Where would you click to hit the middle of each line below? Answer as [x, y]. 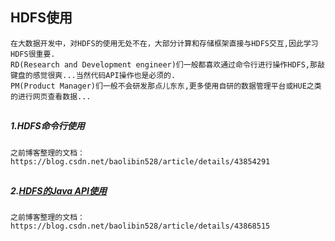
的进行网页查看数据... [51, 96]
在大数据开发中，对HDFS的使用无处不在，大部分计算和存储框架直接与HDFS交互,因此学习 [164, 43]
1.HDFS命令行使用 [47, 126]
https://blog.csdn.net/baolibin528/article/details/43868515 [140, 226]
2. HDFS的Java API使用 [58, 190]
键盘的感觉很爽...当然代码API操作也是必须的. [93, 75]
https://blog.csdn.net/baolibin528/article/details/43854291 [140, 161]
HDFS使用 [41, 18]
